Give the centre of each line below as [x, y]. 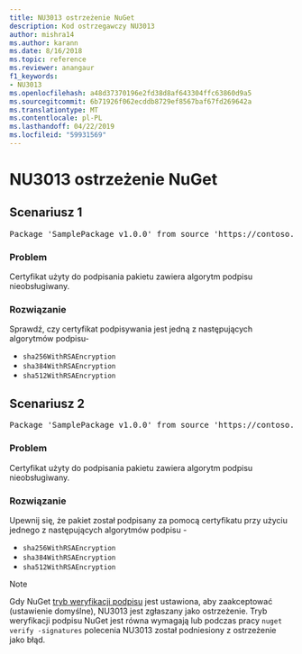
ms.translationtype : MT [54, 110]
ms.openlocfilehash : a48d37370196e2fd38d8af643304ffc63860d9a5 [131, 93]
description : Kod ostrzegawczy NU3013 [82, 26]
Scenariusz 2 [47, 403]
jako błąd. [27, 640]
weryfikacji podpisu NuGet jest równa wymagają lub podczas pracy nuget [146, 620]
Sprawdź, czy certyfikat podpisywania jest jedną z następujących [131, 329]
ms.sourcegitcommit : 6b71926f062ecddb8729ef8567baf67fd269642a [131, 101]
